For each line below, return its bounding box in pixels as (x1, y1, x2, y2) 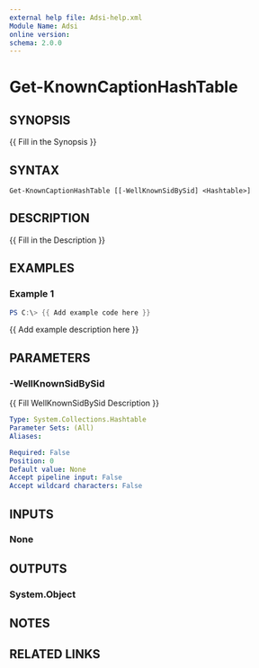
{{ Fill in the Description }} (9, 235, 106, 245)
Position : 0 (9, 456, 54, 466)
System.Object (9, 588, 76, 601)
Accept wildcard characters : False (9, 482, 143, 491)
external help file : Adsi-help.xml (9, 13, 143, 22)
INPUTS (9, 506, 54, 521)
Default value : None (9, 465, 87, 474)
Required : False (9, 448, 70, 457)
